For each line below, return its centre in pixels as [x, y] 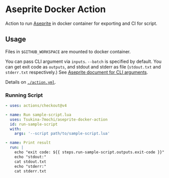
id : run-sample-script [34, 124]
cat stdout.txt [30, 162]
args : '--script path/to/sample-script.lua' [62, 134]
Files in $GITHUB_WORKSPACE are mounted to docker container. [68, 51]
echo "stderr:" [30, 166]
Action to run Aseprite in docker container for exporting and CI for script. [81, 23]
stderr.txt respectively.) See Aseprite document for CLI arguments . [77, 72]
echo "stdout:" [30, 157]
